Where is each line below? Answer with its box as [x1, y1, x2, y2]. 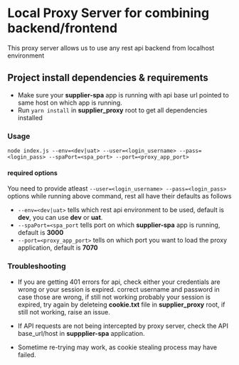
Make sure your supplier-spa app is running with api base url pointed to [17, 90, 229, 99]
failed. [17, 350, 37, 359]
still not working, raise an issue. [17, 307, 110, 316]
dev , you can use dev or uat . [17, 213, 103, 222]
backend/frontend [7, 20, 118, 36]
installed [17, 113, 43, 122]
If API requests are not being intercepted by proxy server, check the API [17, 322, 229, 330]
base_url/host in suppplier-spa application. [17, 329, 145, 337]
